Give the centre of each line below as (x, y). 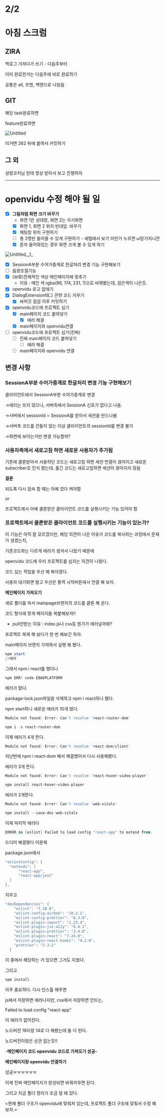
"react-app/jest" (36, 876)
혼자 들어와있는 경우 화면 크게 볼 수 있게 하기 (62, 245)
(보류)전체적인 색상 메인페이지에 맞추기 (49, 277)
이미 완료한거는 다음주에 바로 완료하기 (41, 74)
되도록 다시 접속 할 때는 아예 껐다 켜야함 (43, 489)
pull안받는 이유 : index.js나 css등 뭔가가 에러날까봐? (62, 624)
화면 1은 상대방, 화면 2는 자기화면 (51, 220)
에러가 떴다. (16, 688)
